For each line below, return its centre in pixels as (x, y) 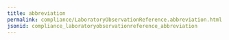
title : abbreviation (37, 13)
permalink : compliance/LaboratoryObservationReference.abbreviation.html (115, 20)
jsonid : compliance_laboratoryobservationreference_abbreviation (102, 26)
